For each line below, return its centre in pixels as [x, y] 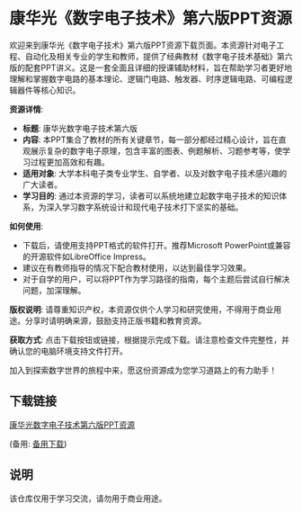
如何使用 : [27, 226]
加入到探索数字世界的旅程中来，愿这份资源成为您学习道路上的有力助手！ [143, 370]
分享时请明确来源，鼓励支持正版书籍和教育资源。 [115, 320]
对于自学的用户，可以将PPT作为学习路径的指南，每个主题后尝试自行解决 [156, 279]
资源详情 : [27, 109]
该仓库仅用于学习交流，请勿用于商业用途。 [88, 498]
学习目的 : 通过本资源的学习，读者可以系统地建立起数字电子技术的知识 [151, 195]
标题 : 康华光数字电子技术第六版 [80, 128]
